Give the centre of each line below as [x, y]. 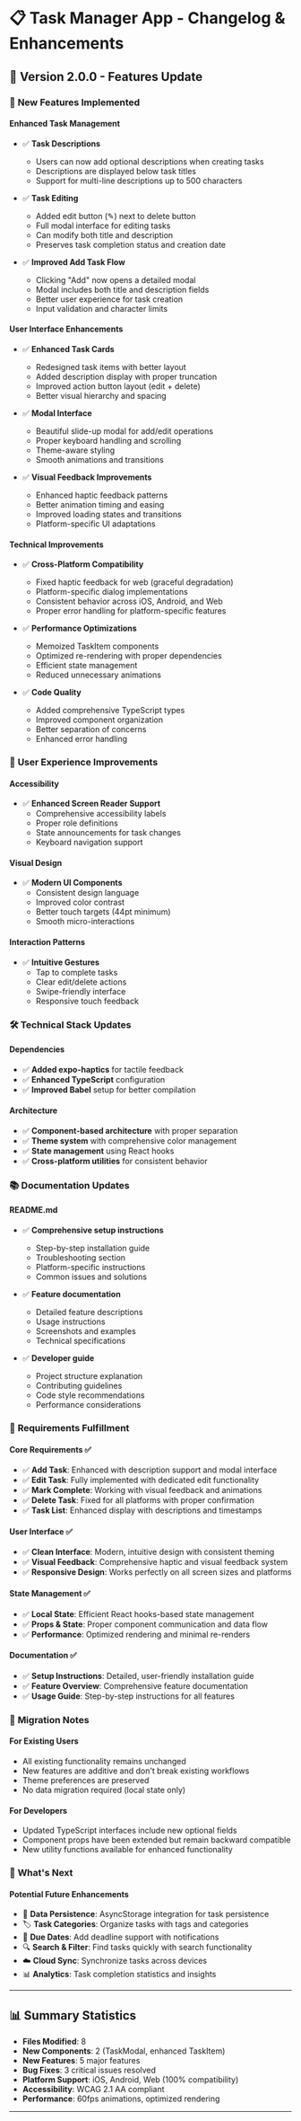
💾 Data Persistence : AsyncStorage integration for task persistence [146, 1914]
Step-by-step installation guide [93, 1248]
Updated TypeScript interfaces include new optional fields [129, 1831]
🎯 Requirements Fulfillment [69, 1428]
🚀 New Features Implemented [75, 102]
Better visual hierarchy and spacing [101, 395]
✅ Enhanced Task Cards [68, 349]
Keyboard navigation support [89, 843]
